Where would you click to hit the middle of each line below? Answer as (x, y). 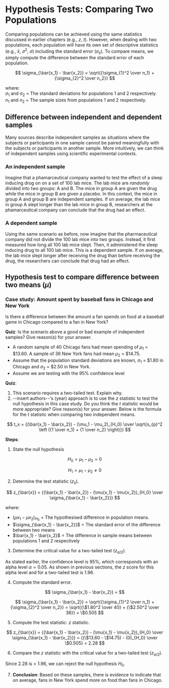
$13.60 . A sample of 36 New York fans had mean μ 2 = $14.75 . (76, 354)
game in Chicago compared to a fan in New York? (57, 322)
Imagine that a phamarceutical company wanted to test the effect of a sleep (84, 178)
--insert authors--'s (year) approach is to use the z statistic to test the (85, 398)
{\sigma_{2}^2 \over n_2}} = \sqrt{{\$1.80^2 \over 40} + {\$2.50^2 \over (85, 607)
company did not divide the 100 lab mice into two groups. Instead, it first (80, 240)
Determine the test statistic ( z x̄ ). (46, 482)
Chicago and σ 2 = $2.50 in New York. (51, 367)
